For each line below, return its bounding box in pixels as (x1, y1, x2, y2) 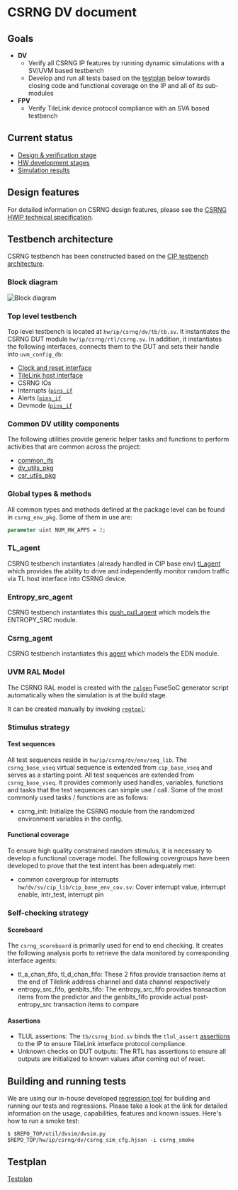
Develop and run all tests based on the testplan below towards (28, 74, 210, 82)
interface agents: (7, 956, 57, 965)
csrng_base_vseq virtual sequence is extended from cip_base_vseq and (7, 763, 212, 771)
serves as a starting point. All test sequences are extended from (7, 770, 195, 779)
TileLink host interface (17, 371, 84, 380)
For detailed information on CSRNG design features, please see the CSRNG (7, 205, 227, 213)
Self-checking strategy (7, 908, 89, 918)
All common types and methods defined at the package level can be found (7, 505, 225, 514)
